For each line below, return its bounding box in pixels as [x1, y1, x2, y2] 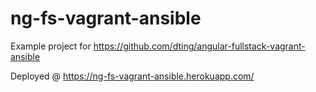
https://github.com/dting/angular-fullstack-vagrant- [93, 40, 306, 52]
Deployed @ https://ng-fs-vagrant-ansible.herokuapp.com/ [10, 70, 255, 82]
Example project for [10, 40, 92, 52]
